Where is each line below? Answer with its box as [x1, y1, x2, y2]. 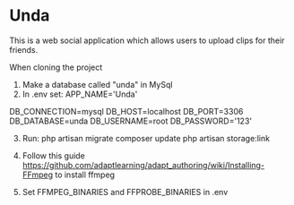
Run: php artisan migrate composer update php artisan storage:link [22, 132, 271, 143]
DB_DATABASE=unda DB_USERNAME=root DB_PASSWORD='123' [9, 115, 253, 126]
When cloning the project [9, 62, 103, 73]
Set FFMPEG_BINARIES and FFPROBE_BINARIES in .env [22, 186, 229, 197]
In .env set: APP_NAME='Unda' [22, 89, 138, 99]
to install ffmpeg [55, 169, 115, 180]
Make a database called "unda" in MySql [22, 79, 173, 90]
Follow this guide [22, 149, 85, 161]
